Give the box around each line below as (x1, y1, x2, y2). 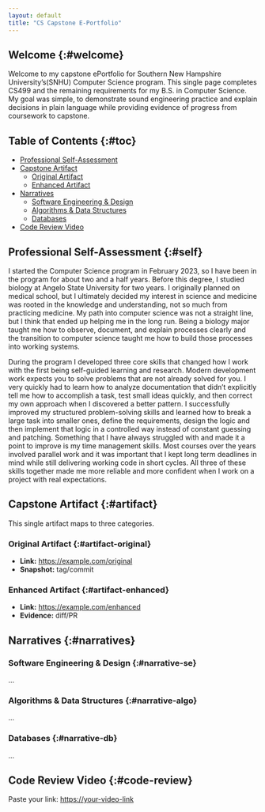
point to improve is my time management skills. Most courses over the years (8, 440, 256, 451)
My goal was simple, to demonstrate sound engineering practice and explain (8, 94, 258, 104)
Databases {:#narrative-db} (8, 733, 118, 744)
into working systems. (8, 342, 81, 351)
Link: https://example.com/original (19, 557, 133, 566)
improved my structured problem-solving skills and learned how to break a (8, 407, 252, 417)
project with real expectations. (8, 474, 108, 484)
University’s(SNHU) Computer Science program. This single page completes (8, 77, 257, 87)
